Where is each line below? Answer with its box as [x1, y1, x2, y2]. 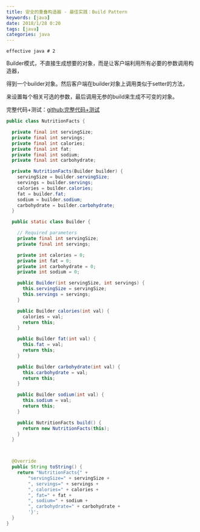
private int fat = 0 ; [17, 258, 72, 264]
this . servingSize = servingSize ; [22, 286, 107, 292]
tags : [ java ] [6, 26, 39, 32]
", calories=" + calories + [28, 486, 99, 492]
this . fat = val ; [22, 342, 64, 348]
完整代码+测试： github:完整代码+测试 [6, 106, 100, 113]
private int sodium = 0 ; [17, 269, 80, 275]
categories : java [6, 32, 50, 38]
